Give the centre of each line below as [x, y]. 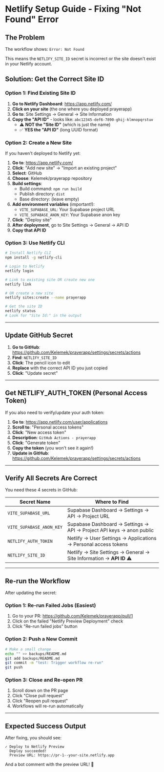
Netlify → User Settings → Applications [112, 538]
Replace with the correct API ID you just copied [60, 368]
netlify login [20, 271]
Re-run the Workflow [38, 581]
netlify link [18, 284]
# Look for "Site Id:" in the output [43, 316]
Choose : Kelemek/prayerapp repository [52, 178]
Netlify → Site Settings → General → [109, 552]
